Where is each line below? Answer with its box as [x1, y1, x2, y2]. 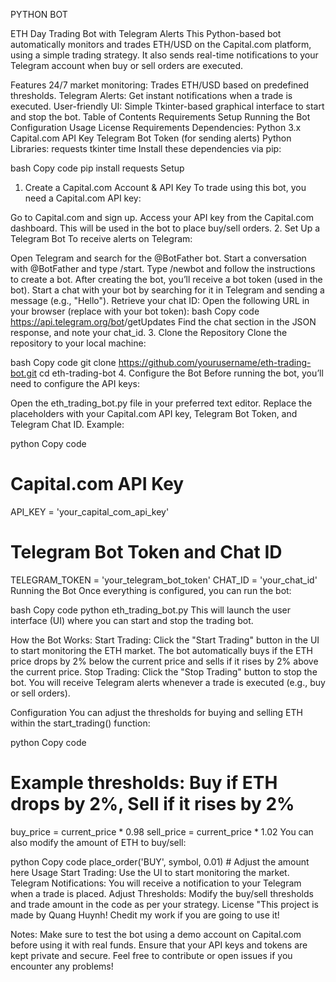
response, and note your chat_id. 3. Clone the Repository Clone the [10, 327, 288, 338]
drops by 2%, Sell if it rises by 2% [10, 793, 295, 816]
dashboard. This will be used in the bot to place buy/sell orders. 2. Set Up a [10, 222, 320, 234]
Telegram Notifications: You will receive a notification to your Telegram [10, 877, 302, 889]
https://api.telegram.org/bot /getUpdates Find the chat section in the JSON [10, 316, 317, 328]
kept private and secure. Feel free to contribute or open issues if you [10, 949, 293, 961]
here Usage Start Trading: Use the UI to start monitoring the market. [10, 866, 290, 878]
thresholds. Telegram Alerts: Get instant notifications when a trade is [10, 90, 293, 101]
